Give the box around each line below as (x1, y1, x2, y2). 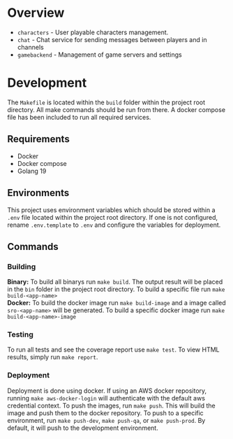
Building (7, 261, 36, 271)
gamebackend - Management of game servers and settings (17, 50, 183, 59)
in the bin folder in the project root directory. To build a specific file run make (7, 285, 225, 293)
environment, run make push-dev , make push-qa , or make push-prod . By (7, 416, 206, 424)
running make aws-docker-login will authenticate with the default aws (7, 393, 206, 402)
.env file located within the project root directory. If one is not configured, (7, 213, 218, 221)
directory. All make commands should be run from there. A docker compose (7, 105, 225, 113)
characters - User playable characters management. (17, 28, 169, 36)
